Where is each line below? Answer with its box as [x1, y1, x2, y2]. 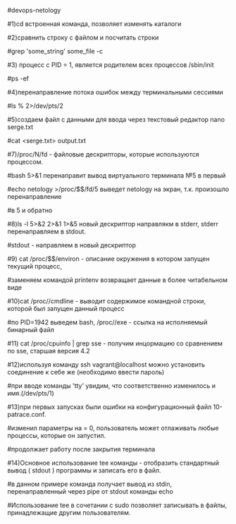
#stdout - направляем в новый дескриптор [7, 241, 136, 249]
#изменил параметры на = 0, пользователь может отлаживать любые [7, 424, 219, 432]
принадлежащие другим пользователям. [7, 508, 131, 517]
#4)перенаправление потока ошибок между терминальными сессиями [7, 88, 223, 96]
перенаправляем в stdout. [7, 227, 87, 236]
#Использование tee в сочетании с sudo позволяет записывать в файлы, [7, 501, 228, 509]
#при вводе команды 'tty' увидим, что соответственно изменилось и [7, 382, 216, 390]
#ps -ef [7, 74, 30, 83]
